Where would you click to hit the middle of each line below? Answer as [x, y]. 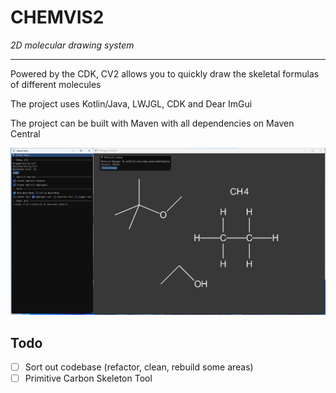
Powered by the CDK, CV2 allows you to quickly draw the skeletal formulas [165, 73]
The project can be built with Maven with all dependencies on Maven [152, 123]
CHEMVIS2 [57, 17]
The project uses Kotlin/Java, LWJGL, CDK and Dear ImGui [131, 103]
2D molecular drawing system [72, 45]
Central [25, 133]
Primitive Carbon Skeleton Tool [88, 378]
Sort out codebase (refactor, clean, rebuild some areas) [139, 367]
